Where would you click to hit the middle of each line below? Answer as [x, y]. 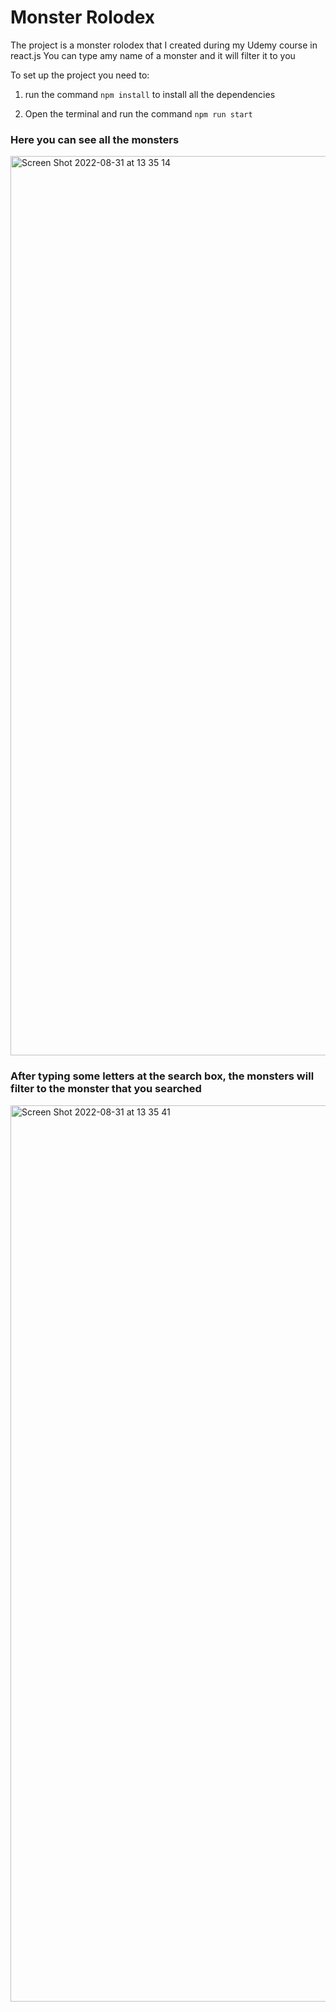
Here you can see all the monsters [95, 139]
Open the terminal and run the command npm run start [138, 113]
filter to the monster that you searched [106, 1089]
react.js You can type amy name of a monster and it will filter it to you [153, 55]
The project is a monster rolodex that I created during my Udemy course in [164, 45]
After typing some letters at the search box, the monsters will [162, 1076]
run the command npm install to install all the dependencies [150, 94]
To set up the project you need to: [80, 75]
